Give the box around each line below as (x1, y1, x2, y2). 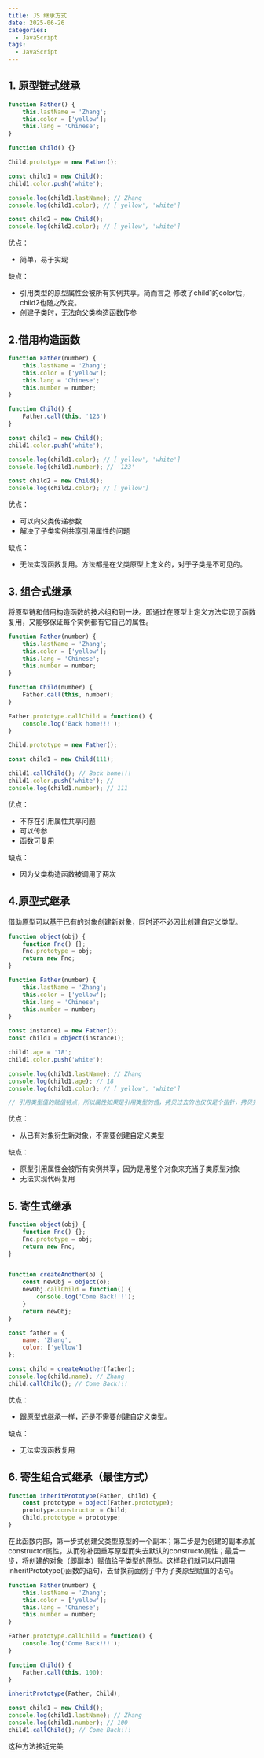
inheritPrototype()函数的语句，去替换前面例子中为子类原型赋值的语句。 (8, 1565, 238, 1575)
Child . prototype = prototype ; (22, 1514, 122, 1522)
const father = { (8, 1329, 65, 1337)
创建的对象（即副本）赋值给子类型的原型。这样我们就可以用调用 (28, 1556, 236, 1565)
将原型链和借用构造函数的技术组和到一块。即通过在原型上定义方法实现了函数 (8, 607, 256, 616)
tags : (8, 41, 26, 49)
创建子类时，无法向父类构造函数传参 (19, 308, 137, 317)
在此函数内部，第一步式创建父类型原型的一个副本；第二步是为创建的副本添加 (8, 1536, 256, 1546)
